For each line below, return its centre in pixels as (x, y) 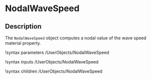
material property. (23, 43)
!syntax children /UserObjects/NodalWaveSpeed (54, 71)
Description (23, 26)
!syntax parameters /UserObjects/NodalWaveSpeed (57, 52)
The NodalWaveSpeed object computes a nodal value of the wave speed (76, 38)
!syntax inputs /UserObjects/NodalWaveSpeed (52, 62)
